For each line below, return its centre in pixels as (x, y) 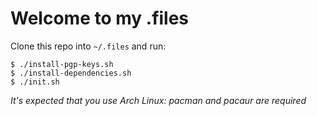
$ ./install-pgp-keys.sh (62, 64)
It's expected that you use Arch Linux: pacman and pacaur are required (158, 100)
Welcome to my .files (100, 18)
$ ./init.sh (35, 82)
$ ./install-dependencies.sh (71, 73)
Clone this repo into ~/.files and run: (88, 46)
